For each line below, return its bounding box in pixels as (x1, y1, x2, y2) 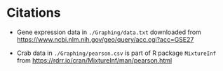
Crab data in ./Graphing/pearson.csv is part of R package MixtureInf (16, 49, 217, 57)
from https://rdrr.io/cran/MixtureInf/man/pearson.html (16, 56, 173, 64)
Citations (6, 5, 61, 21)
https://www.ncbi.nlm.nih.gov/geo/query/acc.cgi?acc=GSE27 (16, 35, 194, 43)
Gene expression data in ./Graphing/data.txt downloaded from (16, 28, 201, 36)
